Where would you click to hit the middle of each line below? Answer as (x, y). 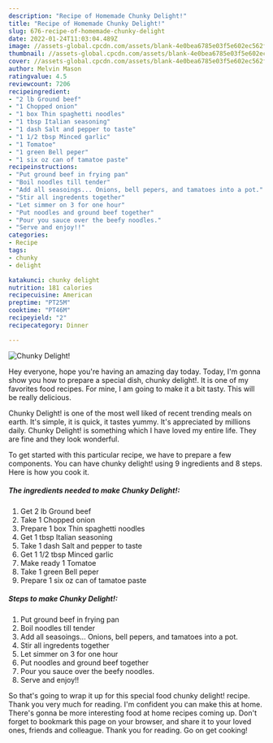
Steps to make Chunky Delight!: (63, 599)
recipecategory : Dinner (49, 325)
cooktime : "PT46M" (39, 311)
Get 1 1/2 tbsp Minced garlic (67, 554)
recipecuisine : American (50, 295)
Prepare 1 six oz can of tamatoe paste (83, 580)
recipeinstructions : (43, 167)
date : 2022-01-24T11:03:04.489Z (63, 39)
